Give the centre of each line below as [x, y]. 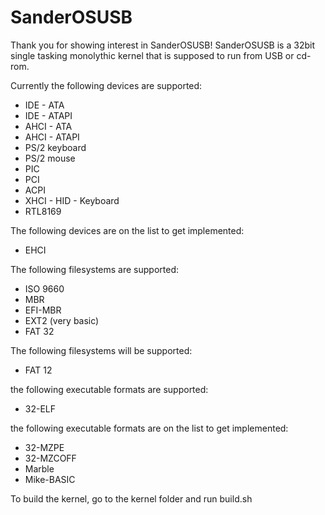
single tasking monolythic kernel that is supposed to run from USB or [152, 55]
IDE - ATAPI [48, 115]
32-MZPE [44, 447]
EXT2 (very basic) [62, 320]
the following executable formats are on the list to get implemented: [149, 428]
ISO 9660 [44, 288]
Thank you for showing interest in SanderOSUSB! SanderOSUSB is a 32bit [162, 45]
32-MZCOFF [50, 458]
